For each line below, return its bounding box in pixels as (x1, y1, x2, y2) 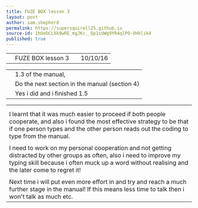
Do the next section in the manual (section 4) (15, 80, 140, 88)
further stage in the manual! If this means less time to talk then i (9, 185, 184, 193)
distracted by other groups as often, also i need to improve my (9, 151, 181, 159)
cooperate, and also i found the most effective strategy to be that (9, 117, 189, 126)
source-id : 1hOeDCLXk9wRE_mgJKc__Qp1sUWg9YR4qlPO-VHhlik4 (6, 31, 151, 37)
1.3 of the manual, (15, 70, 66, 78)
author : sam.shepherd (6, 19, 60, 25)
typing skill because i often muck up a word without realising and (9, 159, 189, 167)
